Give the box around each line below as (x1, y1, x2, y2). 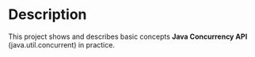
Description (8, 6, 87, 24)
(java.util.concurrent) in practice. (8, 40, 115, 49)
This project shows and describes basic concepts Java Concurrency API (8, 32, 248, 41)
